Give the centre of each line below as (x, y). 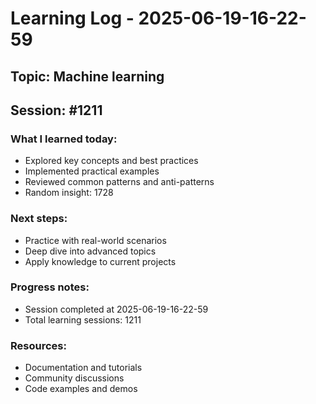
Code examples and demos (81, 389)
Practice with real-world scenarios (95, 240)
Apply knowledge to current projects (100, 261)
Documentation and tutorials (83, 368)
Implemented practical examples (92, 171)
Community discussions (74, 378)
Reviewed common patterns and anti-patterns (119, 182)
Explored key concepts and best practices (111, 161)
